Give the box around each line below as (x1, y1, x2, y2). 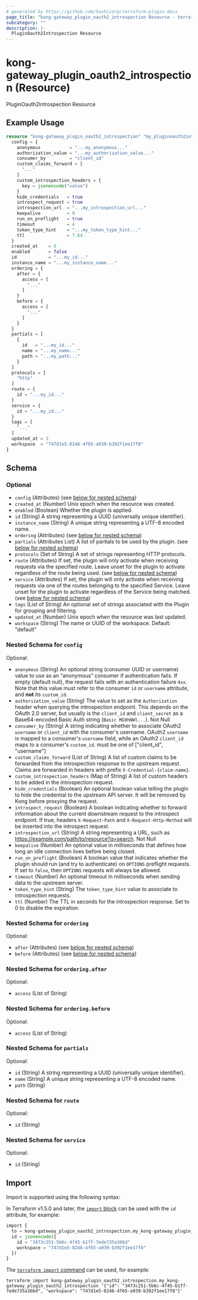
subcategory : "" (6, 19, 46, 25)
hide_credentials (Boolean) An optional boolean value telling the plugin (14, 785, 189, 792)
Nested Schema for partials (6, 1044, 89, 1052)
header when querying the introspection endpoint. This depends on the (14, 703, 189, 710)
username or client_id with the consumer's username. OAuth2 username (14, 728, 189, 736)
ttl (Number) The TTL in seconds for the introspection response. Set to (14, 898, 190, 905)
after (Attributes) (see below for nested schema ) (14, 944, 134, 951)
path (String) (14, 1081, 45, 1088)
